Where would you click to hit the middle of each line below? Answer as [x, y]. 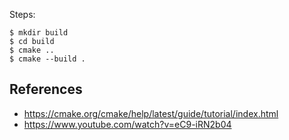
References [46, 89]
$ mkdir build [39, 33]
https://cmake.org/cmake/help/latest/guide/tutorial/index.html [151, 113]
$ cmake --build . [47, 59]
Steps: [22, 14]
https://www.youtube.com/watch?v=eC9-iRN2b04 [127, 124]
